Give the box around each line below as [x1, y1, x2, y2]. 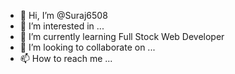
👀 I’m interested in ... [19, 20, 105, 32]
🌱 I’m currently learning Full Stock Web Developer [19, 31, 225, 42]
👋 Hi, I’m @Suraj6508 [19, 10, 108, 21]
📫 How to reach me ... [19, 53, 113, 64]
